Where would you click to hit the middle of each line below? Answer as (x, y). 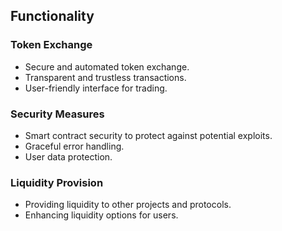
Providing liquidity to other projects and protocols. (128, 205)
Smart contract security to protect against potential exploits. (148, 135)
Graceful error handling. (74, 146)
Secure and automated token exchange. (107, 66)
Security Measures (57, 114)
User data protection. (68, 156)
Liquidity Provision (57, 182)
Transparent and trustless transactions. (105, 77)
